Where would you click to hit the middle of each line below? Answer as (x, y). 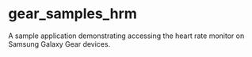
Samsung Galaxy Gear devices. (59, 44)
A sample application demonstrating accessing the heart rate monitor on (126, 36)
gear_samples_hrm (73, 14)
